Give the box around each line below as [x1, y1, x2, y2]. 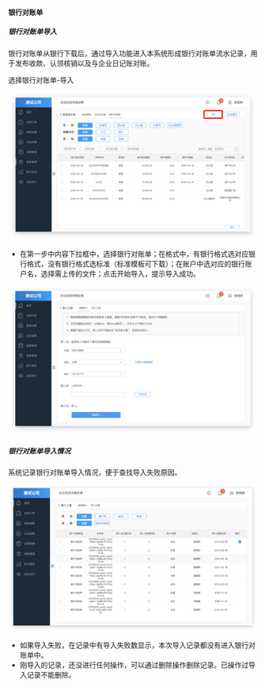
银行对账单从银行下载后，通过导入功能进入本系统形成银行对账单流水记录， [8, 48, 251, 58]
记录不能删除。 [26, 670, 76, 680]
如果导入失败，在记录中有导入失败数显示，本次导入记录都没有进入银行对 [19, 640, 256, 650]
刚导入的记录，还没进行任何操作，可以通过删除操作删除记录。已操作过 [19, 660, 249, 670]
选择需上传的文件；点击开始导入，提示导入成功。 [40, 269, 200, 279]
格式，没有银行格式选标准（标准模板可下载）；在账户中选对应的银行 [26, 259, 245, 269]
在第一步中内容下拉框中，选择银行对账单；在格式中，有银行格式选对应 [19, 250, 249, 259]
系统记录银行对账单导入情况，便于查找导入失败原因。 [8, 468, 182, 477]
